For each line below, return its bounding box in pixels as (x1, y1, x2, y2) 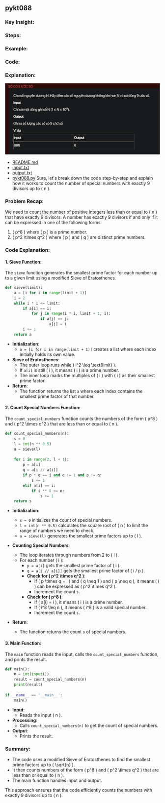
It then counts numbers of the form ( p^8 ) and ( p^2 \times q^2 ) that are (12, 767, 159, 773)
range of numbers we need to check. (19, 528, 95, 534)
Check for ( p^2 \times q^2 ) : (27, 573, 86, 579)
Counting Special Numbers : (12, 542, 70, 548)
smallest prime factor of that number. (19, 393, 95, 399)
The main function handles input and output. (12, 777, 102, 783)
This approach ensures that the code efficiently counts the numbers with (5, 787, 153, 793)
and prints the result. (5, 656, 48, 662)
